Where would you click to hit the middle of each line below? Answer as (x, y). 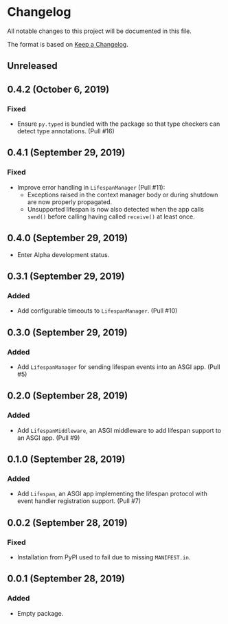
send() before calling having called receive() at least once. (111, 216)
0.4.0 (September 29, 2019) (68, 238)
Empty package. (40, 613)
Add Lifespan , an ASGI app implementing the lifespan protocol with (112, 494)
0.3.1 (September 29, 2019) (66, 276)
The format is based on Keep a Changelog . (68, 44)
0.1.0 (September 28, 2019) (66, 459)
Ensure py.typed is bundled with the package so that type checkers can (118, 124)
